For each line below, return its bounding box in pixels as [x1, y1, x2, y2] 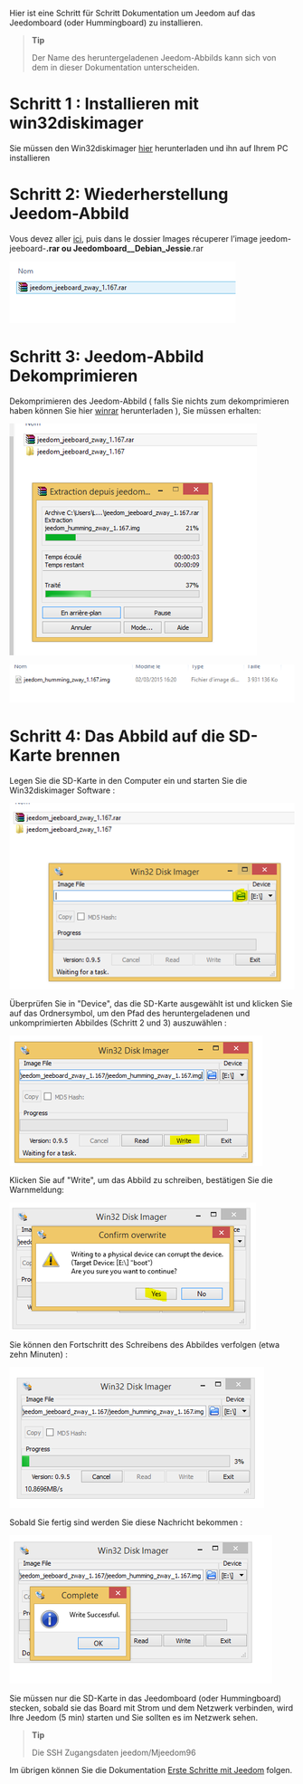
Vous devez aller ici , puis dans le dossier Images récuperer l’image [9, 233, 258, 243]
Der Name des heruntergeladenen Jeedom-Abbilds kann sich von [31, 52, 277, 62]
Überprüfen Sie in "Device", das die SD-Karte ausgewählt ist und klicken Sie [9, 997, 293, 1008]
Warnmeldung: [9, 1184, 65, 1195]
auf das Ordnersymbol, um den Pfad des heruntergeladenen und [9, 1007, 251, 1018]
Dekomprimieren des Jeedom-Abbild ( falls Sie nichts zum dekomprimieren [9, 396, 289, 406]
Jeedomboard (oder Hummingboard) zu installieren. [9, 17, 204, 28]
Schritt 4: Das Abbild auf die [9, 726, 225, 747]
